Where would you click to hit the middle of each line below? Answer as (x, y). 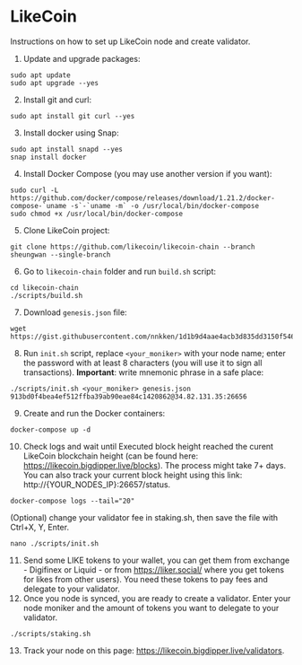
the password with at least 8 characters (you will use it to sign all (142, 363)
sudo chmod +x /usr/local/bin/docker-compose (96, 214)
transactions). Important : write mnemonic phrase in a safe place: (143, 372)
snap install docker (49, 157)
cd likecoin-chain (44, 288)
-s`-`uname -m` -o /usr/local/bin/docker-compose (164, 206)
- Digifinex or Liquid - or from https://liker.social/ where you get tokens (154, 569)
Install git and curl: (57, 100)
